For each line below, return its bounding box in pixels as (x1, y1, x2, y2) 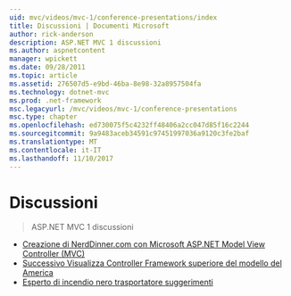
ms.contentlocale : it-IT (9, 145, 102, 154)
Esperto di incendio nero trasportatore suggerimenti (21, 277, 214, 288)
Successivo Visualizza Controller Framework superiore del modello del (21, 258, 283, 268)
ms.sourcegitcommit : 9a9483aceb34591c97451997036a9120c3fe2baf (9, 129, 250, 138)
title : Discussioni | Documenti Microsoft (9, 21, 170, 30)
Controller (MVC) (21, 249, 86, 259)
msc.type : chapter (9, 112, 78, 121)
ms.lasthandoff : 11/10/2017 (9, 153, 114, 163)
